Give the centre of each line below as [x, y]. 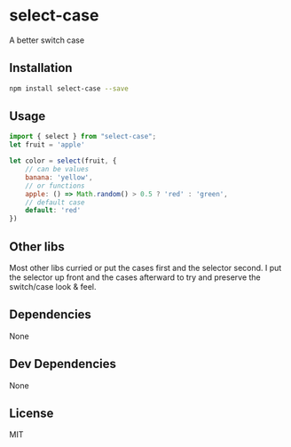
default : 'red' [53, 211]
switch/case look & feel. [53, 287]
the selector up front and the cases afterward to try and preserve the [135, 277]
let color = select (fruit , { [63, 161]
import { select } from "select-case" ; [83, 137]
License [31, 414]
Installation [41, 68]
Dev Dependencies [63, 364]
